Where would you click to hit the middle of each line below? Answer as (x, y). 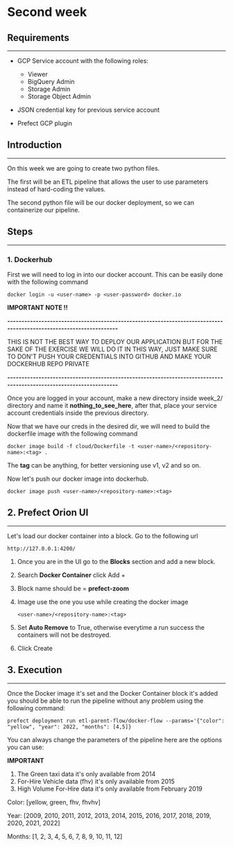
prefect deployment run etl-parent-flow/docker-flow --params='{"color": (116, 721)
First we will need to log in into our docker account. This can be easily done (115, 274)
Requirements (38, 38)
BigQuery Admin (51, 82)
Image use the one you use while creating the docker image (103, 601)
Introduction (35, 145)
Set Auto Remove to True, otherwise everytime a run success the (111, 627)
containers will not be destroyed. (64, 635)
